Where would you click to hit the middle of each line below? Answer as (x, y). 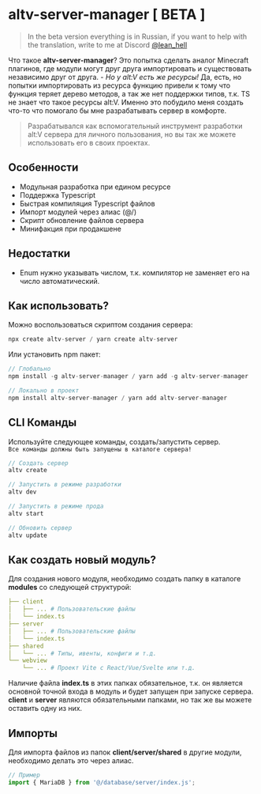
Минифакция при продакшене (71, 229)
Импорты (33, 733)
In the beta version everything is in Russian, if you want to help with (137, 36)
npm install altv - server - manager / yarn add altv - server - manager (117, 398)
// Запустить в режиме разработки (65, 485)
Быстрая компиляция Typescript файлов (87, 203)
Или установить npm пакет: (54, 354)
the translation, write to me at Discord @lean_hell (107, 44)
